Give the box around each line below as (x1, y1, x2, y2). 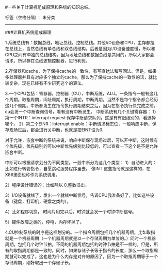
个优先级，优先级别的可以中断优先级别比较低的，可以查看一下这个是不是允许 (5, 143, 158, 149)
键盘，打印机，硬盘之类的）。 (13, 198, 71, 204)
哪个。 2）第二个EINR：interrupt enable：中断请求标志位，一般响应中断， (5, 121, 153, 127)
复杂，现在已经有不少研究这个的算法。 (9, 80, 86, 86)
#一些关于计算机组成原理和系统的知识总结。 (5, 4, 93, 10)
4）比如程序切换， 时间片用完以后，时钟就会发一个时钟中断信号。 (5, 209, 137, 214)
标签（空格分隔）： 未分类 (5, 15, 55, 20)
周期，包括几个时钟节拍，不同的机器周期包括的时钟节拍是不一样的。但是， (5, 241, 154, 247)
